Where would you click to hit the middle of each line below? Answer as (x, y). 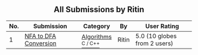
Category (97, 26)
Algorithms (97, 36)
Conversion (41, 43)
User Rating (162, 26)
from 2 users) (154, 43)
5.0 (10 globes (156, 36)
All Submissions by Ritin (99, 10)
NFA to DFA (40, 36)
